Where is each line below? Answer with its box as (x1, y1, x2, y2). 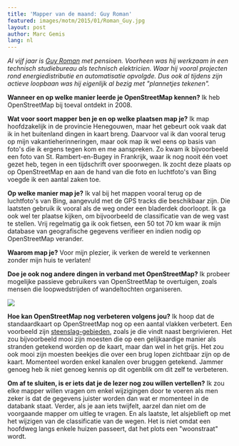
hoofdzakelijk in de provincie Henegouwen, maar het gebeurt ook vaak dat (7, 122, 227, 131)
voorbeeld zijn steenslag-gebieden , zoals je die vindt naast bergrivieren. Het (7, 328, 233, 336)
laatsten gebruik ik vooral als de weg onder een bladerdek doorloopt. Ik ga (7, 204, 226, 213)
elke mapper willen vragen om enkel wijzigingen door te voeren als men (7, 387, 219, 395)
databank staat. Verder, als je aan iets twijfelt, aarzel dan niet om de (7, 402, 206, 410)
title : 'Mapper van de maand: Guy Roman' (7, 10, 133, 18)
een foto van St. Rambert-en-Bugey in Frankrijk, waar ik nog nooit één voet (7, 153, 228, 161)
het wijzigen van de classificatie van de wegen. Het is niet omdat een (7, 417, 211, 425)
